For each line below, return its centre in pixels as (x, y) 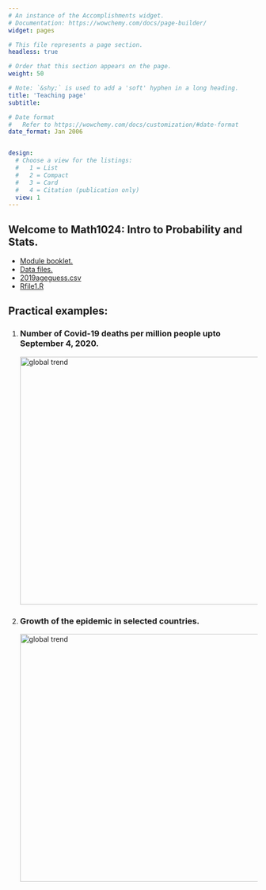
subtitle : (25, 103)
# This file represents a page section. (76, 44)
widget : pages (32, 30)
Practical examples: (58, 311)
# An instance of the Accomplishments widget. (86, 15)
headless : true (33, 52)
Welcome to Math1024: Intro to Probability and (125, 230)
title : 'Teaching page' (47, 95)
